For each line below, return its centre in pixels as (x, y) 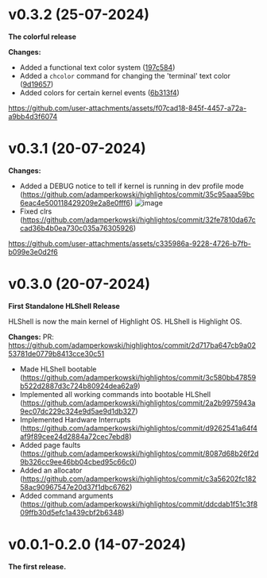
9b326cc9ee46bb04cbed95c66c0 (77, 461)
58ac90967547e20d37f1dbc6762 (75, 487)
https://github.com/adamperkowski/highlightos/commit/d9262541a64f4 (140, 428)
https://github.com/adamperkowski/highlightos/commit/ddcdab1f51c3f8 (140, 504)
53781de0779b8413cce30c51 (56, 353)
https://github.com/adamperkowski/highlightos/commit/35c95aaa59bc (139, 194)
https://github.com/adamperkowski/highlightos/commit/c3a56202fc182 (139, 479)
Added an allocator (51, 470)
